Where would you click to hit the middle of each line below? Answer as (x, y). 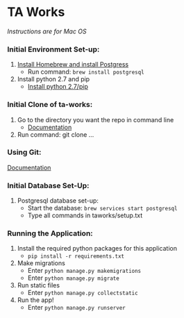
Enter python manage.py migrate (73, 278)
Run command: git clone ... (56, 134)
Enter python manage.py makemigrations (84, 271)
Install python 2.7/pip (58, 87)
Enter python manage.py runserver (77, 308)
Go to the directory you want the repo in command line (95, 119)
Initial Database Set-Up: (48, 185)
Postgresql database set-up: (58, 201)
